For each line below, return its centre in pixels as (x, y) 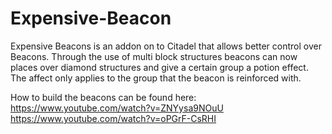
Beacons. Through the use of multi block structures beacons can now (154, 56)
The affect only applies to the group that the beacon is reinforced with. (156, 78)
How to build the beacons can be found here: (103, 97)
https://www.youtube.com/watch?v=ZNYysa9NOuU (117, 108)
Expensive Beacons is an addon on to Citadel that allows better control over (166, 46)
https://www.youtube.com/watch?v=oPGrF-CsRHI (113, 118)
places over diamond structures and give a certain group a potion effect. (159, 67)
